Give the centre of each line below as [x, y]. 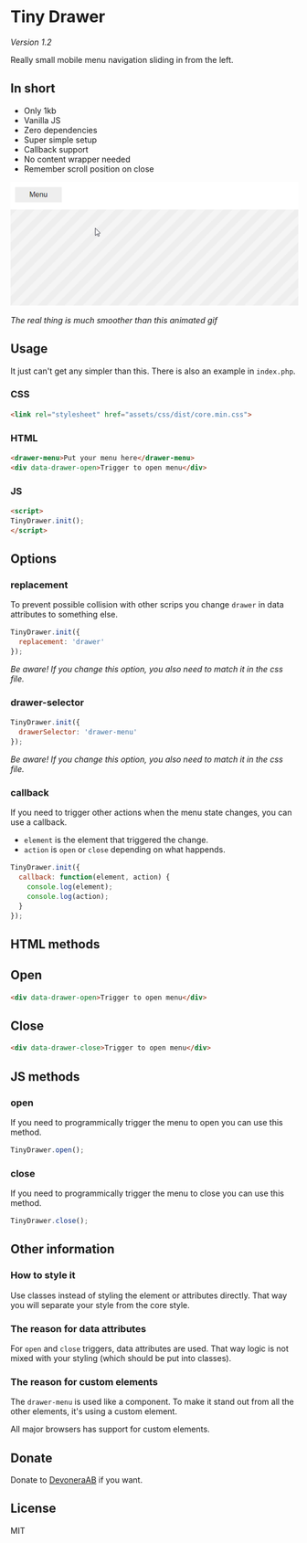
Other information [63, 1249]
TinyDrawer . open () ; [48, 1150]
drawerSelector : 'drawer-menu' [78, 733]
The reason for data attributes [79, 1328]
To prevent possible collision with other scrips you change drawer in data [147, 605]
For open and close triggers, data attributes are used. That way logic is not [149, 1348]
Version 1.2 [31, 42]
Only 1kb [40, 111]
